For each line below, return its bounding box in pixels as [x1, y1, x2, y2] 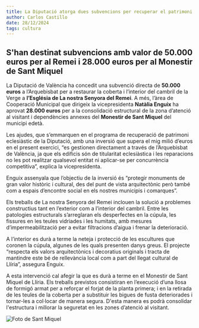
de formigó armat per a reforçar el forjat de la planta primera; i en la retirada [6, 285, 192, 292]
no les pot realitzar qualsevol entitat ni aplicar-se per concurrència [6, 157, 169, 164]
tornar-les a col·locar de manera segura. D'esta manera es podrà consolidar [6, 298, 192, 305]
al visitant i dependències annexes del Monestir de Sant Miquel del [6, 114, 172, 121]
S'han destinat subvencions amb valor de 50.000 [6, 47, 193, 57]
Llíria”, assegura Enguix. [6, 261, 65, 268]
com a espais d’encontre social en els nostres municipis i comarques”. [6, 187, 178, 194]
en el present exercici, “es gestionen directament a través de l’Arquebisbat [6, 144, 188, 151]
